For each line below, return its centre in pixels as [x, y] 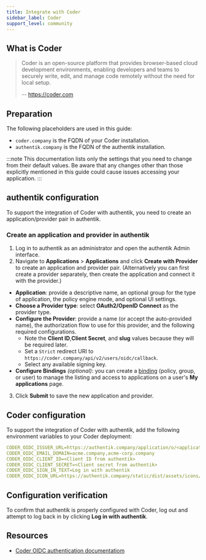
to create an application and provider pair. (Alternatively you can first [102, 268]
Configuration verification [57, 495]
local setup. [36, 83]
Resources [27, 536]
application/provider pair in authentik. [54, 219]
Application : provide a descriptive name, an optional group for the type [105, 293]
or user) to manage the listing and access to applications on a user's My [106, 377]
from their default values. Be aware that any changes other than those [95, 165]
